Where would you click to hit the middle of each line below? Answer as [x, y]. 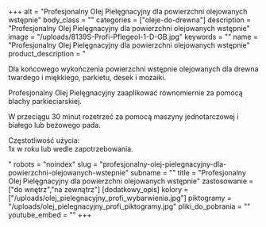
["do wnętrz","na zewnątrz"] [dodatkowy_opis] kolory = [98, 189]
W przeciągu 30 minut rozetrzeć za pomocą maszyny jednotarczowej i [123, 117]
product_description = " [47, 54]
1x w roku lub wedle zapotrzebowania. [71, 149]
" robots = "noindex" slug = [53, 164]
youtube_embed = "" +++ [50, 215]
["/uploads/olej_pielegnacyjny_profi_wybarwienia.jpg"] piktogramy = [120, 198]
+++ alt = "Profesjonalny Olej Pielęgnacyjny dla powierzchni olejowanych [128, 12]
